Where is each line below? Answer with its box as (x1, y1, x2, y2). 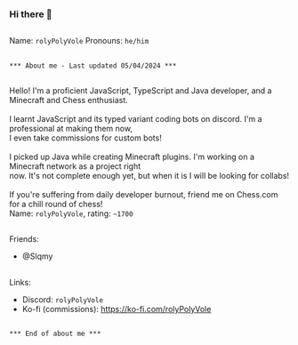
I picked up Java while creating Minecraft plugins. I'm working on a (9, 151, 255, 163)
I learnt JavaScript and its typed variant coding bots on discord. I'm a (9, 114, 262, 124)
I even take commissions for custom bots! (9, 132, 162, 143)
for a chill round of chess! (9, 199, 103, 210)
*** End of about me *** (9, 329, 101, 339)
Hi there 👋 (9, 8, 53, 20)
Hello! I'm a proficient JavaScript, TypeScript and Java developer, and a (9, 85, 272, 96)
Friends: (9, 234, 40, 245)
